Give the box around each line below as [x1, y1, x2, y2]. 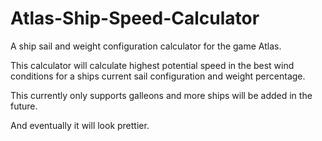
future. [10, 100, 38, 112]
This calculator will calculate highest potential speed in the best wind [10, 59, 295, 71]
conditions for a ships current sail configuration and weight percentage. [10, 70, 306, 82]
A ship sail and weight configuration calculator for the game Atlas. [10, 40, 282, 52]
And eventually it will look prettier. [10, 119, 150, 131]
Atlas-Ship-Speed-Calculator [10, 7, 260, 30]
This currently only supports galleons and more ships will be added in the [10, 89, 313, 101]
